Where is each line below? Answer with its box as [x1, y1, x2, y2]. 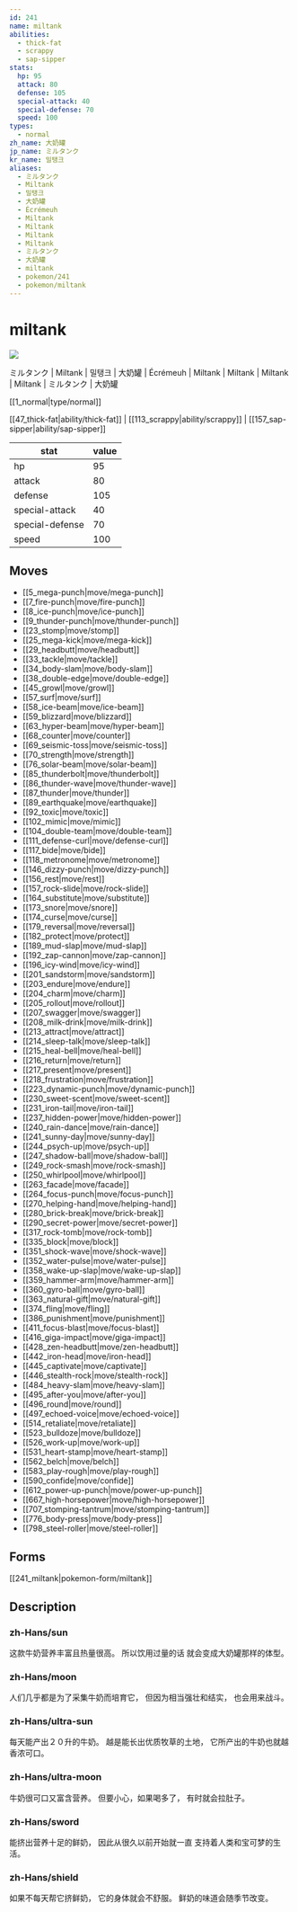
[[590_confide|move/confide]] [22, 1475, 135, 1486]
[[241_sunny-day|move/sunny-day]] [22, 1132, 155, 1143]
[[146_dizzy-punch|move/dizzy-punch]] [22, 864, 170, 875]
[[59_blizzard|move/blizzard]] [22, 711, 132, 722]
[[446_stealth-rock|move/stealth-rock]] [22, 1370, 169, 1381]
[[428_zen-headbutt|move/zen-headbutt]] [22, 1341, 180, 1353]
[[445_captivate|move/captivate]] [22, 1361, 147, 1372]
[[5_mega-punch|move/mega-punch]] [22, 587, 164, 598]
